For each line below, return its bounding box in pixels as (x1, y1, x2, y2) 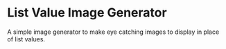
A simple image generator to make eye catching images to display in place (7, 28, 220, 36)
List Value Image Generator (7, 5, 168, 21)
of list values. (7, 35, 46, 43)
